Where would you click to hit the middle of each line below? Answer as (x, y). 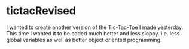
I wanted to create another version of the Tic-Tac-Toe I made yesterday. (95, 27)
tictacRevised (41, 11)
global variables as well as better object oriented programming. (84, 40)
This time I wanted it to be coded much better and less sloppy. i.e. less (93, 33)
